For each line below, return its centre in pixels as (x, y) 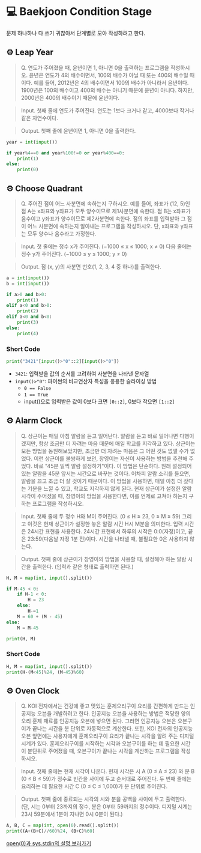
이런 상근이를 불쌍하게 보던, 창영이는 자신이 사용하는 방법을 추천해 (111, 458)
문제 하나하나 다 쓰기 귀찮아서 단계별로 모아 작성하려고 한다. (76, 33)
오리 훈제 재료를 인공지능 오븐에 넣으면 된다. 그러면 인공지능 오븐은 (98, 721)
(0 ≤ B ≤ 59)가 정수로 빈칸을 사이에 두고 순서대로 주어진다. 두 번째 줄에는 (106, 779)
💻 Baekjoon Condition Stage (79, 12)
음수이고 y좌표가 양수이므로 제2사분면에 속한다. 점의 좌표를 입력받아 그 (103, 218)
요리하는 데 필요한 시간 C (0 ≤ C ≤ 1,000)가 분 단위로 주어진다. (94, 786)
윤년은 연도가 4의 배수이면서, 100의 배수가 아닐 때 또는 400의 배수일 (109, 75)
